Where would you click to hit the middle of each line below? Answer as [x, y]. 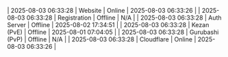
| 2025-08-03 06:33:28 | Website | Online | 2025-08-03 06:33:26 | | [104, 11]
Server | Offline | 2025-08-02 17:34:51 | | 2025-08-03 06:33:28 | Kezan [108, 25]
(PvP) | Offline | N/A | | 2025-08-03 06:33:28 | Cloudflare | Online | [102, 39]
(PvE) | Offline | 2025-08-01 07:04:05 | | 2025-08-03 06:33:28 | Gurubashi [113, 32]
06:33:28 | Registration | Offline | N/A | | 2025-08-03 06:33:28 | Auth [124, 18]
